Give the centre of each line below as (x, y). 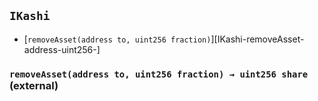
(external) (34, 85)
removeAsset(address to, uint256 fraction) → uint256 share (159, 74)
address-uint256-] (62, 49)
